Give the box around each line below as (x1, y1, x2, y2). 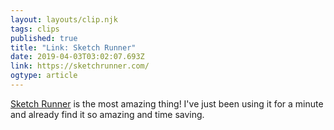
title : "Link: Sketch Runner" (10, 42, 137, 53)
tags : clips (10, 24, 60, 34)
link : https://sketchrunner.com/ (10, 61, 150, 71)
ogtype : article (10, 71, 78, 81)
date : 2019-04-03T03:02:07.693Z (10, 52, 145, 62)
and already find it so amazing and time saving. (10, 108, 205, 120)
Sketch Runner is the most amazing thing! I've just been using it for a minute (10, 97, 324, 110)
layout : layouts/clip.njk (10, 14, 118, 25)
